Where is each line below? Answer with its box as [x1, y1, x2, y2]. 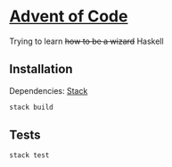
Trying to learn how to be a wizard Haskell [9, 36, 164, 46]
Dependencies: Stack [9, 85, 88, 96]
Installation [9, 62, 73, 77]
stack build [9, 103, 53, 112]
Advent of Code [9, 6, 128, 27]
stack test [9, 151, 50, 160]
